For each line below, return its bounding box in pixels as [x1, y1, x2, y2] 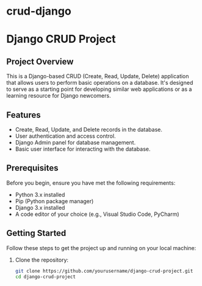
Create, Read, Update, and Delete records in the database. [15, 126, 163, 133]
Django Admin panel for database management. [15, 139, 136, 146]
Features [6, 110, 41, 120]
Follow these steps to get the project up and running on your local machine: [6, 244, 197, 251]
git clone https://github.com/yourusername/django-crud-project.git [15, 268, 193, 274]
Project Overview [6, 56, 74, 66]
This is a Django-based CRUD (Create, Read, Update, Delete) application [6, 73, 189, 80]
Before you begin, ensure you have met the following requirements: [6, 179, 176, 187]
